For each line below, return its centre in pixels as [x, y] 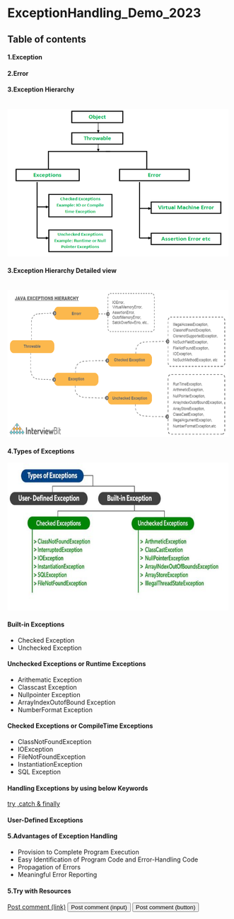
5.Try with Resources [39, 891]
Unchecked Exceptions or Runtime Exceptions [77, 664]
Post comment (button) [165, 907]
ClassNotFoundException [54, 741]
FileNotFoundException [52, 757]
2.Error [18, 73]
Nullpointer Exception [49, 694]
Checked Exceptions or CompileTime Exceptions [80, 726]
